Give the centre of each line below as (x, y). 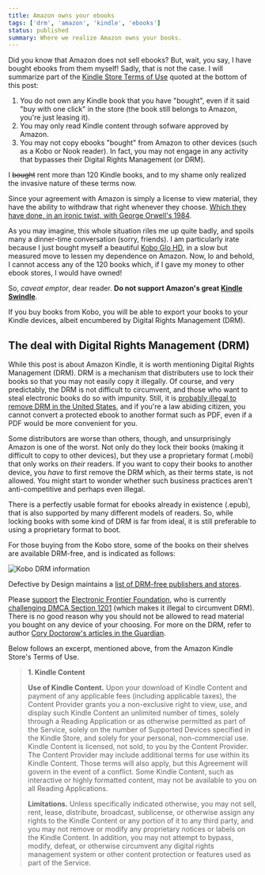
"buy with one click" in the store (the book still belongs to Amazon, (128, 109)
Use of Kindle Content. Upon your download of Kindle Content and (137, 688)
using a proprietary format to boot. (64, 530)
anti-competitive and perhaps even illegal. (77, 489)
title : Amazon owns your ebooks (61, 15)
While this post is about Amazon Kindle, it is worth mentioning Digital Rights (131, 364)
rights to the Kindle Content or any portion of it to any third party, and (140, 821)
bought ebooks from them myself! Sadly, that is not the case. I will (116, 69)
